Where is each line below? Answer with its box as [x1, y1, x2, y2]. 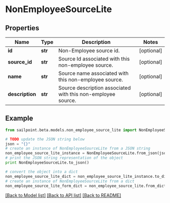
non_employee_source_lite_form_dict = [5, 183, 87, 188]
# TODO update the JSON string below [5, 136, 85, 142]
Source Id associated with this [58, 56, 130, 62]
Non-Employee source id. [58, 47, 120, 54]
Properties [5, 24, 39, 32]
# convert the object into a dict [5, 169, 78, 174]
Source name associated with [58, 70, 129, 77]
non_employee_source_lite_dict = [5, 174, 76, 179]
